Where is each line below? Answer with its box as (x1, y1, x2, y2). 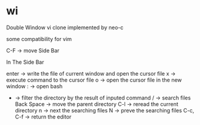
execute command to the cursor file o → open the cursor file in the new (6, 76, 182, 83)
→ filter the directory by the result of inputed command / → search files (14, 94, 191, 101)
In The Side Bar (6, 58, 44, 65)
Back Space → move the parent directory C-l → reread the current (14, 100, 178, 108)
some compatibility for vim (6, 35, 72, 42)
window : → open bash (6, 82, 63, 90)
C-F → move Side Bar (6, 46, 60, 54)
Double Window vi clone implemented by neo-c (6, 24, 124, 31)
